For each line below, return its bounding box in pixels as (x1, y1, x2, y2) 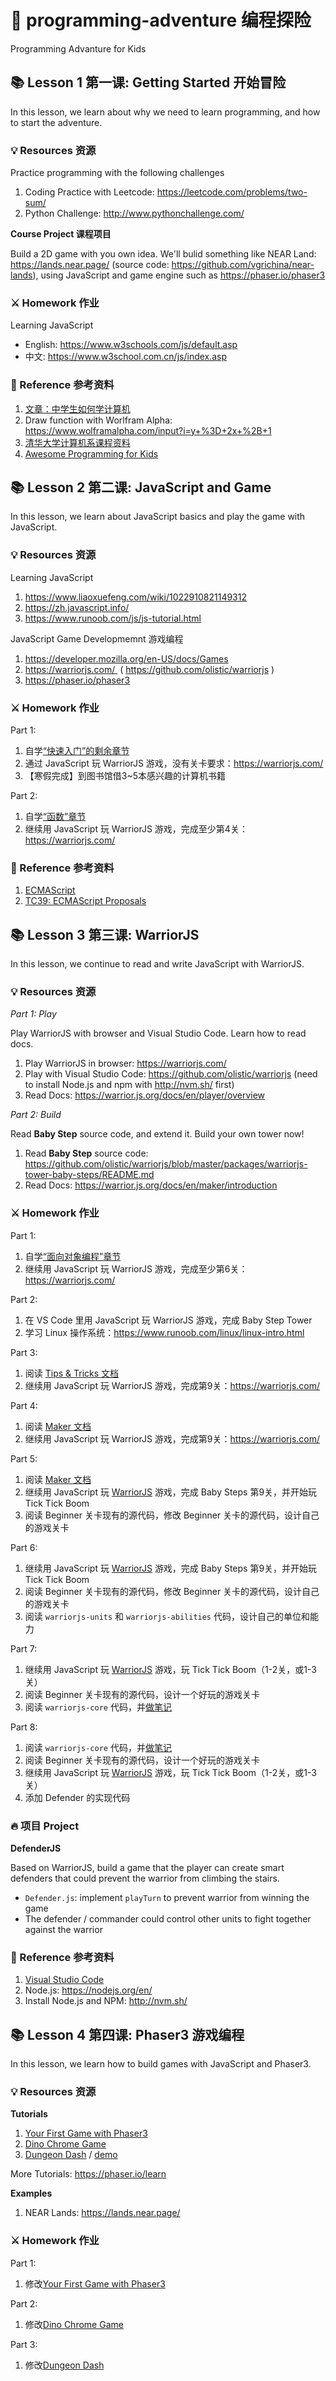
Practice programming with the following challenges (10, 167, 225, 179)
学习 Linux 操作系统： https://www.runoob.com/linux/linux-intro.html (24, 1326, 305, 1338)
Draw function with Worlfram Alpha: (24, 414, 173, 426)
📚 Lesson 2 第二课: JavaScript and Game (10, 479, 272, 496)
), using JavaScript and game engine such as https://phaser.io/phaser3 (32, 269, 326, 281)
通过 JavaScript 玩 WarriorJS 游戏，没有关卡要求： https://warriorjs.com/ (24, 757, 324, 770)
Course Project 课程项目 (10, 228, 112, 240)
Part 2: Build (10, 1109, 62, 1121)
